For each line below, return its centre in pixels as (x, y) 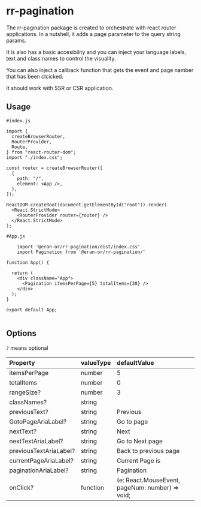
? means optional (27, 348)
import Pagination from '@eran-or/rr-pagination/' (81, 252)
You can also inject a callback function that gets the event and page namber (100, 70)
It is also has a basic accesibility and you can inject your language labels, (96, 52)
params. (16, 40)
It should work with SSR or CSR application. (60, 88)
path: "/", (31, 178)
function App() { (28, 262)
